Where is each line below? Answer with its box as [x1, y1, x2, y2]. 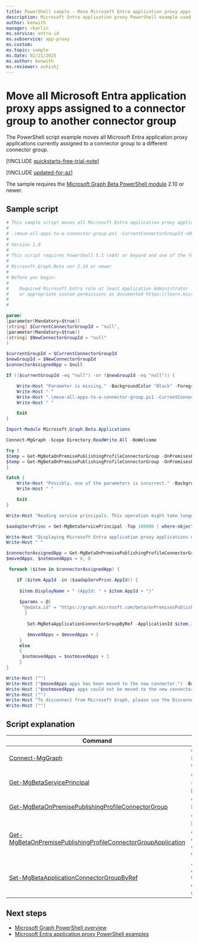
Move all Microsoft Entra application [6, 89, 187, 102]
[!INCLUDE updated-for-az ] [6, 169, 73, 176]
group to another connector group [6, 114, 177, 128]
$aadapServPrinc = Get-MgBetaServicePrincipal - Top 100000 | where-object [6, 523, 194, 529]
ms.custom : [6, 42, 33, 48]
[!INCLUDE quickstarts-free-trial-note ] [6, 158, 100, 165]
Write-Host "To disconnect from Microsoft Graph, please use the [6, 697, 170, 703]
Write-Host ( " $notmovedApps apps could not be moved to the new [6, 686, 167, 692]
